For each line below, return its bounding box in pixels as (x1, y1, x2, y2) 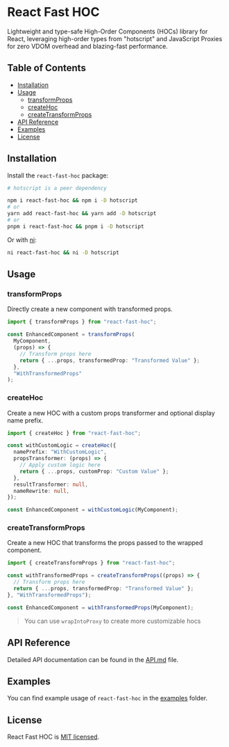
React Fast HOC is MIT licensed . (7, 732, 99, 741)
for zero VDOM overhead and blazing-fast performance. (7, 42, 168, 50)
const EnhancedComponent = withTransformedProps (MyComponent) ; (7, 604, 194, 611)
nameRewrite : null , (13, 487, 70, 494)
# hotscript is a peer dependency (7, 184, 108, 191)
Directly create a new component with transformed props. (7, 305, 173, 313)
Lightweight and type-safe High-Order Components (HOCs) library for (7, 27, 208, 36)
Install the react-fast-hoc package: (7, 171, 109, 180)
